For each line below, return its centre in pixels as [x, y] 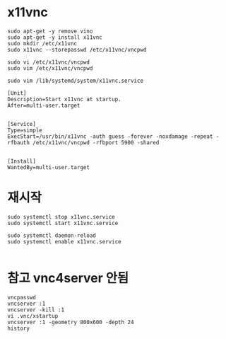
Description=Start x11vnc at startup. [64, 99]
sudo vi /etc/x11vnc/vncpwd [49, 62]
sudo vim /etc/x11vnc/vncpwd [50, 68]
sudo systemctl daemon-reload [52, 235]
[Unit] [17, 93]
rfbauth [19, 142]
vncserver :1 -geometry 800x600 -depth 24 [71, 322]
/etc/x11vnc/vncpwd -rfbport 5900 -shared [96, 142]
